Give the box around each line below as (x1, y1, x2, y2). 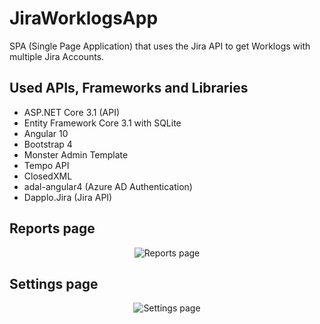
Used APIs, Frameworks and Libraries (9, 80, 249, 97)
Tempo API (23, 159, 70, 171)
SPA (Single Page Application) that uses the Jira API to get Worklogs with (9, 40, 311, 52)
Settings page (9, 275, 99, 292)
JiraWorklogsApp (9, 7, 159, 30)
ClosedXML (23, 170, 73, 182)
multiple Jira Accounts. (9, 50, 105, 62)
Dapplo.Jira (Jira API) (23, 191, 113, 203)
